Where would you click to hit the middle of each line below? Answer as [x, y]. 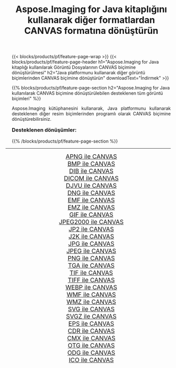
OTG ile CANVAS [91, 345]
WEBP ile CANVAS [91, 287]
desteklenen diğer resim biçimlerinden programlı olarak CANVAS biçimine [91, 114]
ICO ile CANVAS [91, 360]
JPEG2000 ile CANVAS [91, 222]
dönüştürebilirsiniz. [32, 119]
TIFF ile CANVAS [91, 280]
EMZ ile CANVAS [91, 207]
